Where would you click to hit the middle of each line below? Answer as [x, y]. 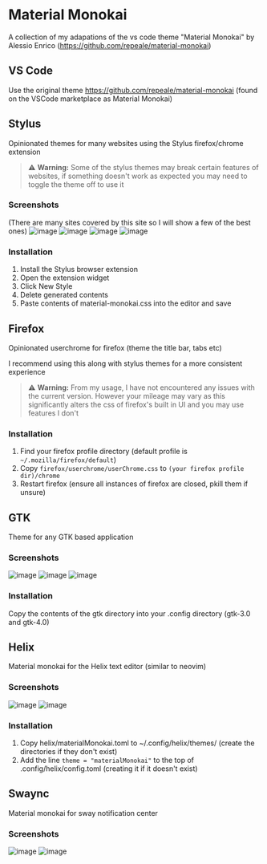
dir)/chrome [40, 476]
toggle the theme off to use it [76, 184]
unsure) [33, 493]
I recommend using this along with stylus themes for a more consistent [125, 363]
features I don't [53, 413]
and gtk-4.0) [29, 622]
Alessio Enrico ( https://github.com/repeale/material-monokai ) [110, 45]
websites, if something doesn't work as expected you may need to [138, 176]
